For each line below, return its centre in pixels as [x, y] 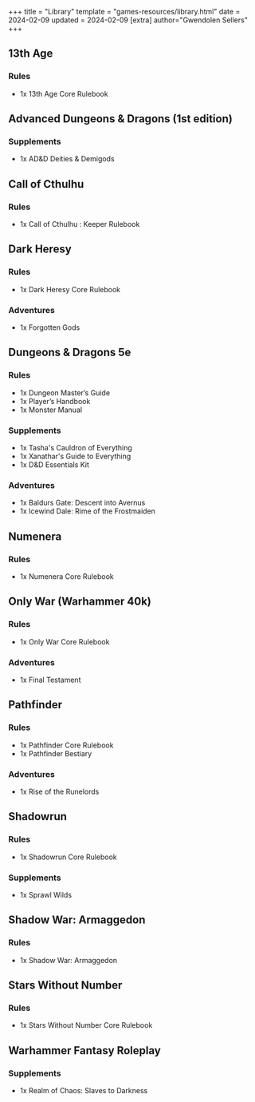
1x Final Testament [50, 680]
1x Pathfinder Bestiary [56, 753]
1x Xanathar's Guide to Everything [75, 456]
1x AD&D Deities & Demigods [67, 159]
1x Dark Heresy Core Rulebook [70, 289]
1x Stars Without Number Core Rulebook [86, 1025]
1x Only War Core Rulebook [65, 641]
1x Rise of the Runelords [59, 791]
